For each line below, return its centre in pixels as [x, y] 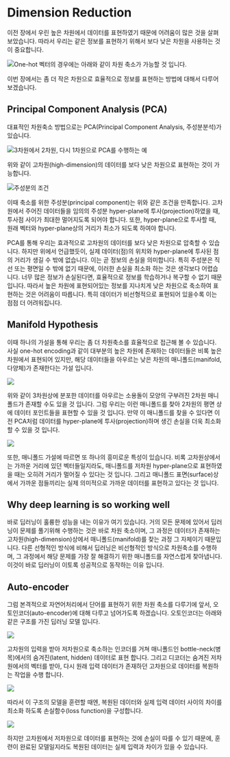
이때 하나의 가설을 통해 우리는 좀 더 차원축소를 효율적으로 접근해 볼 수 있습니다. [112, 342]
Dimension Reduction [69, 13]
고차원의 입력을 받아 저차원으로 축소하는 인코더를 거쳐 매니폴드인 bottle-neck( [111, 649]
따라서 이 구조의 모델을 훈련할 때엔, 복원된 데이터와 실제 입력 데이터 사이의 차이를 [115, 702]
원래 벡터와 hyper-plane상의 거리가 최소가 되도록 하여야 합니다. [92, 228]
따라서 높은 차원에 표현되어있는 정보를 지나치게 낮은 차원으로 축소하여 [119, 286]
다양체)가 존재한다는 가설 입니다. [50, 368]
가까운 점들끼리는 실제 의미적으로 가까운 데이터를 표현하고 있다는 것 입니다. [119, 482]
